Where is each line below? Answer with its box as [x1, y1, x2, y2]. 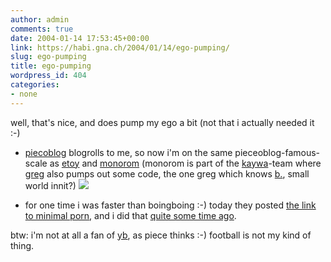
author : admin [10, 14, 70, 25]
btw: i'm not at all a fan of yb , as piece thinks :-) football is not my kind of [10, 229, 312, 241]
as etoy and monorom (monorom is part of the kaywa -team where [49, 157, 322, 169]
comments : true [10, 24, 74, 34]
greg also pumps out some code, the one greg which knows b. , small [24, 167, 310, 180]
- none [10, 89, 38, 99]
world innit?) [24, 179, 77, 191]
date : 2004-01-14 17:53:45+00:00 [10, 33, 150, 43]
